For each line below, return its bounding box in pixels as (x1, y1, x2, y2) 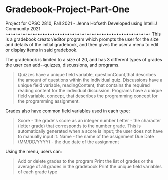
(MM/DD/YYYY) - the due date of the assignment (17, 139, 119, 145)
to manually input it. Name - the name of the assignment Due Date (17, 133, 154, 139)
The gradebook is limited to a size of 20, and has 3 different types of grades (5, 56, 162, 62)
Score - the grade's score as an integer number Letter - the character (17, 117, 161, 123)
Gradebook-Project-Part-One (5, 4, 130, 15)
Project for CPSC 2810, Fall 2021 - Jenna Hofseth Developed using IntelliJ (5, 20, 157, 26)
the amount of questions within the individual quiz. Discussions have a (17, 77, 163, 83)
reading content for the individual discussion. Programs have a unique (17, 87, 162, 93)
